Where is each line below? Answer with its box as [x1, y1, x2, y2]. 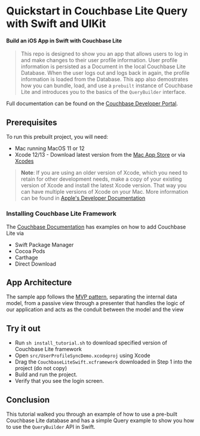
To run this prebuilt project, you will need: [6, 133, 109, 141]
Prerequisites [6, 117, 57, 127]
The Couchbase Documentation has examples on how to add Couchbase [6, 223, 186, 230]
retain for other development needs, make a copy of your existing [20, 175, 182, 183]
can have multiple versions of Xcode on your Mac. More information [20, 188, 189, 196]
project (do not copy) [14, 365, 67, 372]
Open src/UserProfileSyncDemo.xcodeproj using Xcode [14, 352, 150, 359]
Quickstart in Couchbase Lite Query [6, 4, 188, 18]
